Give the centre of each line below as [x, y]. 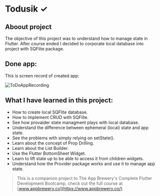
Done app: [21, 64]
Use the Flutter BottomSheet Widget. [49, 153]
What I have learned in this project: [59, 100]
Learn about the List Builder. [40, 148]
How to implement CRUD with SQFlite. [50, 117]
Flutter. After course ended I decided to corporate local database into [74, 44]
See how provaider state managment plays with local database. [76, 122]
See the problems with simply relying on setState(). [63, 138]
